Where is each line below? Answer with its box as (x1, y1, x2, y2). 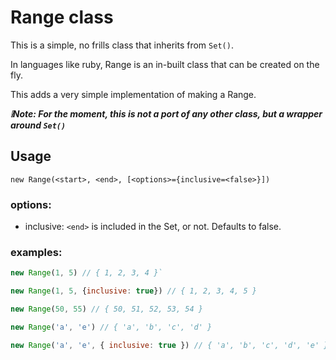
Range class (10, 6, 114, 29)
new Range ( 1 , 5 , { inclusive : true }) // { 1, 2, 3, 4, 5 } (10, 286, 257, 296)
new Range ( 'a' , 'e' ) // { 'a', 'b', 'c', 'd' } (10, 322, 213, 332)
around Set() (10, 119, 67, 131)
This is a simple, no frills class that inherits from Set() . (10, 39, 234, 51)
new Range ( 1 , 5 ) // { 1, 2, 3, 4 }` (10, 268, 163, 278)
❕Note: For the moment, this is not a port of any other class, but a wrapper (10, 107, 323, 120)
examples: (10, 245, 63, 259)
